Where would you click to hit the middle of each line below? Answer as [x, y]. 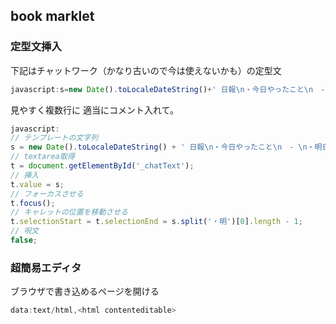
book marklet [52, 16]
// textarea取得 [42, 157]
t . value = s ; [37, 184]
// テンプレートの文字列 [54, 138]
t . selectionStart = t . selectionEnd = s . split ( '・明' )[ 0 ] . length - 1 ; [156, 222]
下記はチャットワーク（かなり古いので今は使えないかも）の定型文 [146, 70]
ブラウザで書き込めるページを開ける [85, 291]
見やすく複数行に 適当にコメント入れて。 [95, 110]
